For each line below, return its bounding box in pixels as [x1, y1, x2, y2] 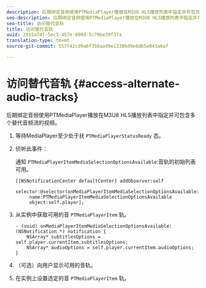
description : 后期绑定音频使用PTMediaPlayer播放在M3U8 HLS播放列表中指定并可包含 [6, 9, 200, 15]
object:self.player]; [29, 199, 85, 205]
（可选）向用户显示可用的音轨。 [15, 261, 96, 268]
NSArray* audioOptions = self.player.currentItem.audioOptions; [26, 244, 194, 251]
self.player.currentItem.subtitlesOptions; [15, 239, 129, 245]
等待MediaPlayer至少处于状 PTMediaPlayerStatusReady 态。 [15, 132, 164, 139]
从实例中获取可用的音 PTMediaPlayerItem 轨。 [15, 211, 130, 218]
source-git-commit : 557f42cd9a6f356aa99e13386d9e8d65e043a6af [6, 44, 169, 50]
